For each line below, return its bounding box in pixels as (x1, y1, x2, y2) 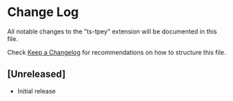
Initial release (17, 86, 56, 95)
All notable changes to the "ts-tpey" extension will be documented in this (7, 27, 218, 36)
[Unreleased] (7, 68, 66, 80)
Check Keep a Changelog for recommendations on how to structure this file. (7, 48, 227, 56)
